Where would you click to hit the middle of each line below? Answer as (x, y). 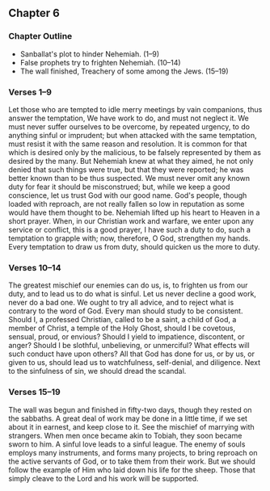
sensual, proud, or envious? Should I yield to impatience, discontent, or (127, 337)
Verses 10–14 (35, 267)
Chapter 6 (34, 13)
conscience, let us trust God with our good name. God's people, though (128, 195)
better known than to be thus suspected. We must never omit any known (129, 178)
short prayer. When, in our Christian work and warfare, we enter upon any (131, 220)
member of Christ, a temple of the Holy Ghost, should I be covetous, (122, 328)
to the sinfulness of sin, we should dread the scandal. (97, 371)
